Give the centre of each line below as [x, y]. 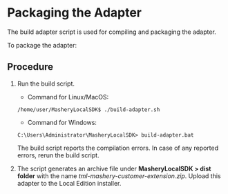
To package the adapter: [42, 45]
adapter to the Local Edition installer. [69, 183]
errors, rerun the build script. [58, 155]
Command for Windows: [62, 122]
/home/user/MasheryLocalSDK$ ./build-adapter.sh [88, 109]
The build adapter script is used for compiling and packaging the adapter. [112, 32]
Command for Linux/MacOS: [68, 97]
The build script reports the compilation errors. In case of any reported [118, 148]
